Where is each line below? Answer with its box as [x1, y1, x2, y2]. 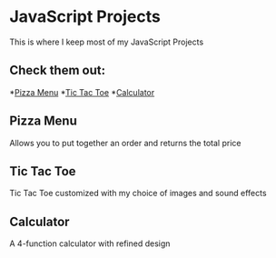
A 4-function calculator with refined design [9, 238, 171, 249]
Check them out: [9, 63, 106, 78]
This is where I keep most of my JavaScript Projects [9, 36, 204, 47]
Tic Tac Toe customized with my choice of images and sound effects [9, 188, 267, 199]
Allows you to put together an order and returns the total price [9, 137, 241, 148]
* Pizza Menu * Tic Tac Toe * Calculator [9, 86, 155, 97]
